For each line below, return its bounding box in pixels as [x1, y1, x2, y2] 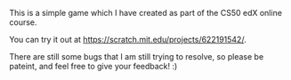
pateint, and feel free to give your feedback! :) [9, 61, 178, 71]
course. [9, 17, 37, 28]
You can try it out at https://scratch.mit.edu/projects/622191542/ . [9, 35, 247, 44]
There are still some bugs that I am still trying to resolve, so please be [9, 52, 264, 61]
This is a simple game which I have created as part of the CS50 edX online [9, 8, 283, 18]
